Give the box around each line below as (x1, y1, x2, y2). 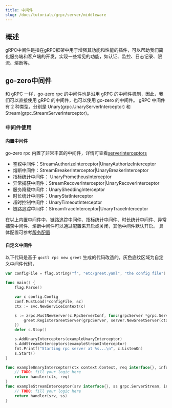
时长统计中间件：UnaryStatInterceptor (12, 193, 94, 199)
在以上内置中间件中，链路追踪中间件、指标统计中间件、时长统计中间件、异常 (5, 217, 167, 223)
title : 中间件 (5, 7, 33, 13)
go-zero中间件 (5, 76, 52, 85)
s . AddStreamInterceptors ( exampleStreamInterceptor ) (14, 341, 127, 347)
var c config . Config (14, 294, 58, 299)
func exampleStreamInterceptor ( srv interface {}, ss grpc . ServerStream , (5, 384, 161, 389)
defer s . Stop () (14, 327, 47, 333)
